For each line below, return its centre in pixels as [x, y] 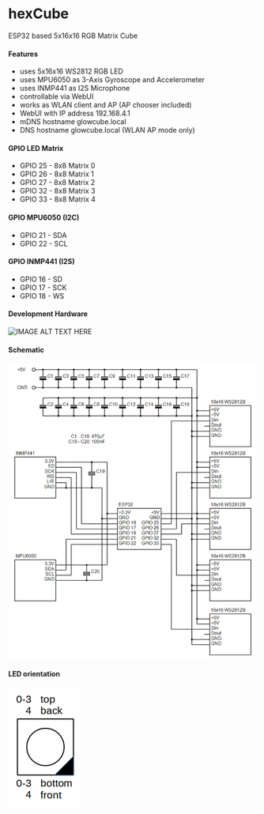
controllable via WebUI [57, 96]
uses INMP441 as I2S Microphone [75, 89]
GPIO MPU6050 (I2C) [44, 217]
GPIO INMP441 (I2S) [41, 262]
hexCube [39, 14]
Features [23, 54]
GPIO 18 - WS [42, 296]
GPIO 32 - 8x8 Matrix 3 [58, 191]
